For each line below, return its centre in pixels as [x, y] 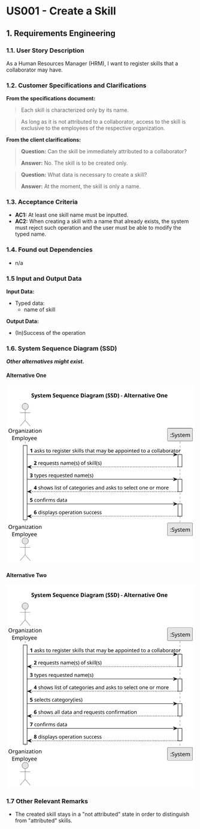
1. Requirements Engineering [61, 33]
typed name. [31, 234]
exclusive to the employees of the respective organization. [93, 128]
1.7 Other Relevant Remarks [47, 801]
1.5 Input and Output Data [44, 278]
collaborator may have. [34, 70]
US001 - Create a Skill [61, 11]
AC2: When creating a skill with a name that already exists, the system [102, 221]
